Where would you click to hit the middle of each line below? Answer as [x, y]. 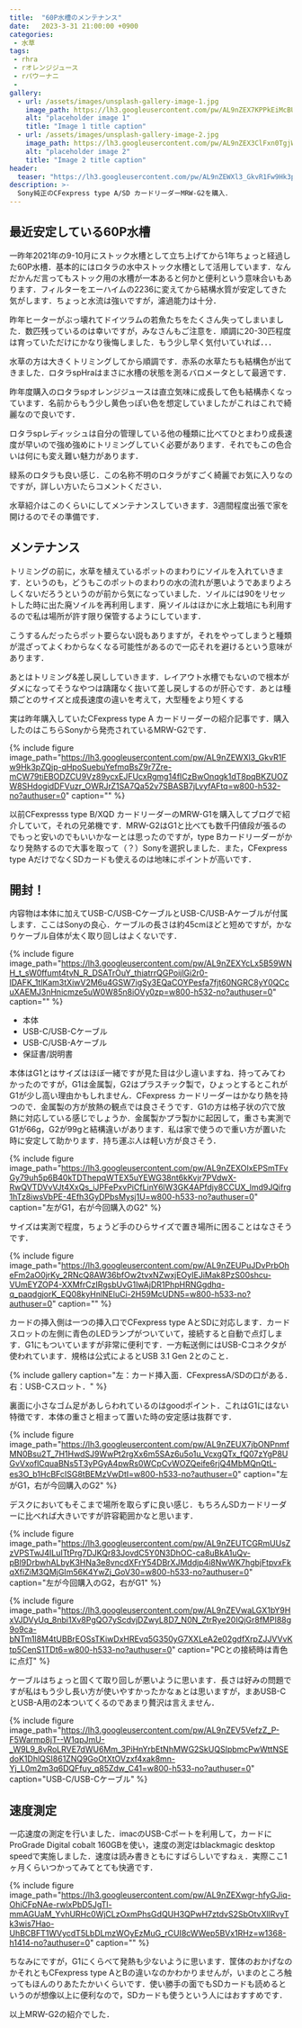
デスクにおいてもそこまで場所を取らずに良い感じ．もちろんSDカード [136, 1505]
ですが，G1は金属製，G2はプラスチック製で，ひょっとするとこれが [164, 1085]
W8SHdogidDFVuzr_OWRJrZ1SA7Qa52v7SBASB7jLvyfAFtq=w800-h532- [145, 786]
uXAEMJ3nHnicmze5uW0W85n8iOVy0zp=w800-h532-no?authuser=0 [141, 992]
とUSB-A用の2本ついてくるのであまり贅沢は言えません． [115, 1703]
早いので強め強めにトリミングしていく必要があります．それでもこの [151, 444]
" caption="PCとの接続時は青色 [230, 1650]
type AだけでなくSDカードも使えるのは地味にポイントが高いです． [133, 859]
